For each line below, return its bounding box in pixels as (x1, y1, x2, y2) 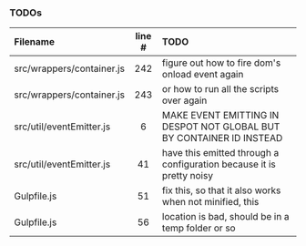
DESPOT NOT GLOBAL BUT (162, 120, 280, 133)
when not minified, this (162, 196, 260, 209)
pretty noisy (162, 169, 214, 182)
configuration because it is (162, 158, 276, 170)
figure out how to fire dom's (162, 56, 281, 69)
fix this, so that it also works (162, 184, 281, 197)
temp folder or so (162, 221, 236, 234)
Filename (14, 36, 55, 48)
